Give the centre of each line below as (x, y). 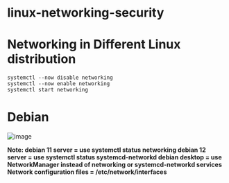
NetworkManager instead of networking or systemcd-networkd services (114, 165)
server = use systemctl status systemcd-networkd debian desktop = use (114, 157)
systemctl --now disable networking (60, 78)
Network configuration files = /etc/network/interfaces (87, 172)
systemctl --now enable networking (59, 84)
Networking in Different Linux (94, 45)
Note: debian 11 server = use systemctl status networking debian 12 (107, 150)
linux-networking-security (86, 13)
